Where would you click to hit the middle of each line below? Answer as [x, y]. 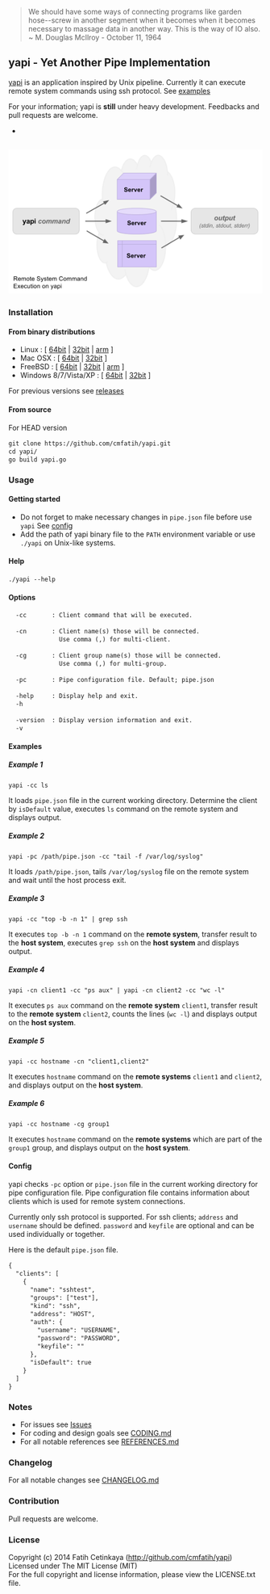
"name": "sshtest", [62, 1289]
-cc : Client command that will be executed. [104, 616]
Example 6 [27, 1104]
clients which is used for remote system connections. [97, 1201]
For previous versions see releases [66, 391]
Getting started [34, 499]
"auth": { [46, 1322]
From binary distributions [52, 331]
